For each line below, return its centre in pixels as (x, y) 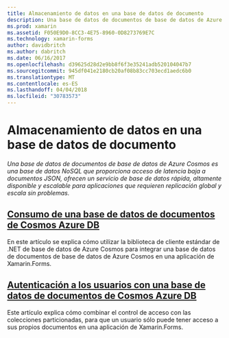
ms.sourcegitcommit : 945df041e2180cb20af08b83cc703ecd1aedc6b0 (99, 71)
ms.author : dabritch (37, 52)
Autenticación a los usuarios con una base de (106, 285)
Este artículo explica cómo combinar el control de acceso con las (99, 312)
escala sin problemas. (38, 193)
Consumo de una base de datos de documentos (111, 214)
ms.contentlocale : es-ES (43, 84)
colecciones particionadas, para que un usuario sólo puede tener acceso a (113, 319)
